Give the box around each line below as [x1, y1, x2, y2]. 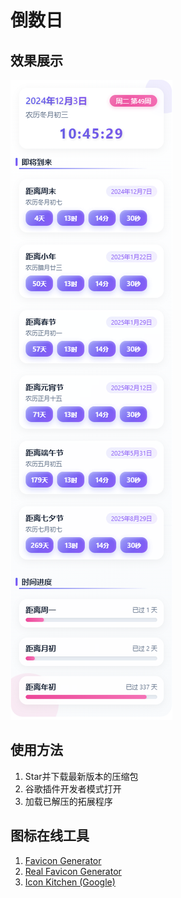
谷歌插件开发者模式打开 [24, 782, 122, 795]
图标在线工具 [10, 827, 90, 845]
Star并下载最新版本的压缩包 [24, 770, 139, 782]
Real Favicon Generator [24, 865, 122, 877]
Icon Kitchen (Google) [24, 876, 116, 888]
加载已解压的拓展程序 [24, 795, 113, 807]
